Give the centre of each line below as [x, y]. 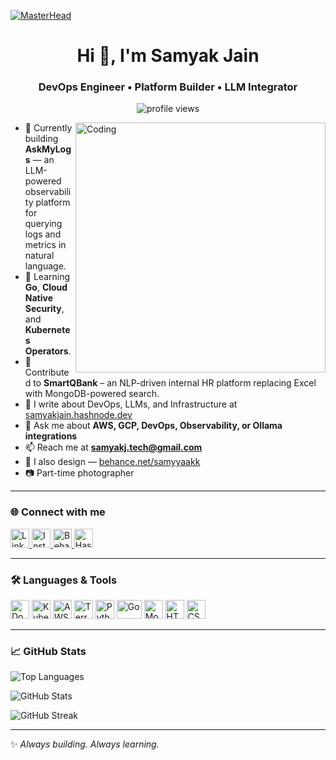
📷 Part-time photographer [79, 473]
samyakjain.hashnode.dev [78, 415]
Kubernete [47, 330]
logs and [43, 234]
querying [43, 224]
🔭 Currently [48, 128]
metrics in [45, 245]
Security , [44, 309]
